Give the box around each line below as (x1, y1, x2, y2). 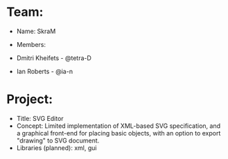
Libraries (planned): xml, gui (16, 143, 97, 152)
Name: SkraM (16, 27, 56, 35)
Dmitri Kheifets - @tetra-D (16, 53, 91, 62)
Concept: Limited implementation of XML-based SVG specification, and (16, 122, 221, 130)
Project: (6, 91, 53, 107)
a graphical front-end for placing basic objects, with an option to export (16, 129, 221, 137)
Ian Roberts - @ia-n (16, 67, 73, 75)
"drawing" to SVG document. (16, 136, 100, 144)
